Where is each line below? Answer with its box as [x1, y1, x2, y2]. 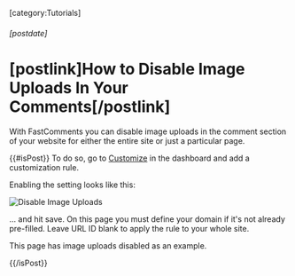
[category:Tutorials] [9, 8, 82, 18]
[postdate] [9, 28, 48, 38]
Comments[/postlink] [9, 97, 171, 116]
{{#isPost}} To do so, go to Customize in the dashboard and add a [9, 153, 250, 163]
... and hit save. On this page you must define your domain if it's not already [9, 213, 286, 225]
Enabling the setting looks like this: [9, 179, 136, 190]
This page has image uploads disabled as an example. [9, 240, 207, 251]
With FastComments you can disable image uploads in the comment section [9, 126, 287, 137]
